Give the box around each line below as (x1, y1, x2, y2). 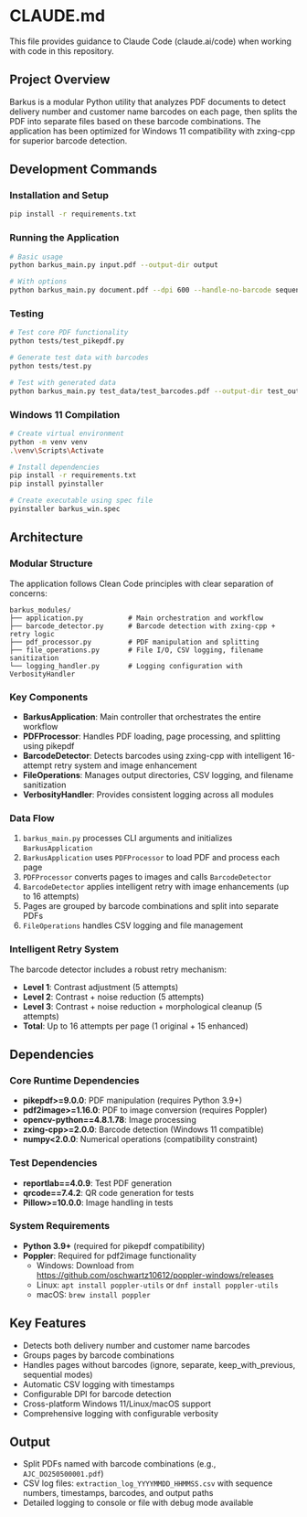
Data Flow (9, 811, 55, 824)
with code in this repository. (9, 45, 114, 56)
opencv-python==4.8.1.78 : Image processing (22, 1115, 196, 1126)
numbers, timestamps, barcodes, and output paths (22, 1488, 214, 1499)
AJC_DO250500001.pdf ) (22, 1469, 104, 1480)
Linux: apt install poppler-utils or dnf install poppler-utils (36, 1279, 279, 1290)
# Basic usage (9, 252, 64, 262)
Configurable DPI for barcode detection (22, 1388, 172, 1399)
